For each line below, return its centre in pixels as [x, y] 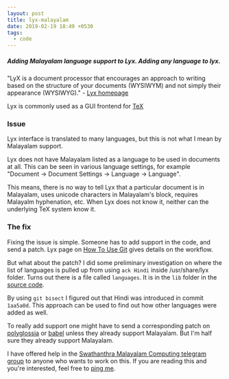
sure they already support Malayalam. [61, 340]
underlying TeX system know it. [51, 209]
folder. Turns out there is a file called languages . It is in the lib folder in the [112, 277]
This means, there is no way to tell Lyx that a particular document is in [106, 187]
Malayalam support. [35, 146]
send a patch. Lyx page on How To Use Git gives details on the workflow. [110, 249]
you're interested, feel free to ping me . [61, 368]
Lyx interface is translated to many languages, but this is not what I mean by [114, 139]
